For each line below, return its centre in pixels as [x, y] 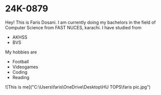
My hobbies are [21, 52]
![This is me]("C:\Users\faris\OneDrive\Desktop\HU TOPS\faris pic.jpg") [78, 87]
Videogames [25, 67]
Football [21, 61]
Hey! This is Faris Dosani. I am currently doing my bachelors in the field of [80, 22]
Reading [21, 77]
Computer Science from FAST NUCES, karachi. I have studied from [73, 27]
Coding [20, 72]
